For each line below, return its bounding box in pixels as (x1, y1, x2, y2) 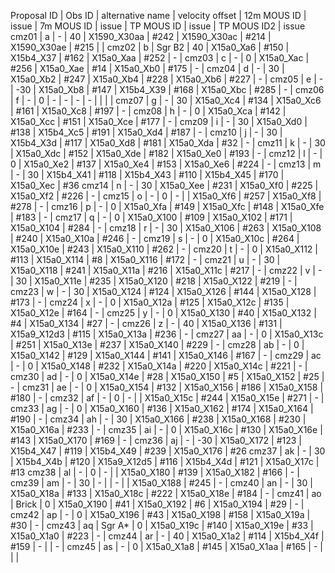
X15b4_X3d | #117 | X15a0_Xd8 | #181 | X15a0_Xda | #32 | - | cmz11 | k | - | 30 (10, 137, 326, 149)
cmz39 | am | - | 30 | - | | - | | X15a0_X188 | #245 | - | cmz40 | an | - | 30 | (10, 477, 313, 489)
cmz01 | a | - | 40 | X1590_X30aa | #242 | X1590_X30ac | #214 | (10, 31, 272, 42)
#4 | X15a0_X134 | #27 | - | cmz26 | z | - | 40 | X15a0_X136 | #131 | (10, 318, 283, 329)
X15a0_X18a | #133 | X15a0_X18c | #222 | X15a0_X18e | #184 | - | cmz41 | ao (10, 488, 322, 499)
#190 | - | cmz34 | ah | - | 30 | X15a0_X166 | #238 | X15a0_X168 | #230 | (10, 413, 307, 425)
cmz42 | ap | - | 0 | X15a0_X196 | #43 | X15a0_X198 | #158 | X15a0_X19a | (10, 509, 311, 520)
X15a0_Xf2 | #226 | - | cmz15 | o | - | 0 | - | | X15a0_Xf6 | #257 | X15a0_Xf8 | (10, 190, 322, 202)
